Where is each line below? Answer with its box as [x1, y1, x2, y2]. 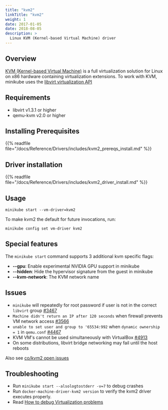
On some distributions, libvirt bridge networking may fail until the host [12, 340, 158, 346]
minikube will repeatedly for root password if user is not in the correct [12, 302, 157, 308]
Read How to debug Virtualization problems [12, 399, 103, 405]
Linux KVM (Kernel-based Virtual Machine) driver [10, 36, 116, 41]
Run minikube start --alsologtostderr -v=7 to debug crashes [12, 383, 144, 389]
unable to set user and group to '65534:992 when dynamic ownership [12, 323, 160, 329]
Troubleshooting [5, 369, 59, 378]
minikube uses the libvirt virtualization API [5, 79, 92, 85]
